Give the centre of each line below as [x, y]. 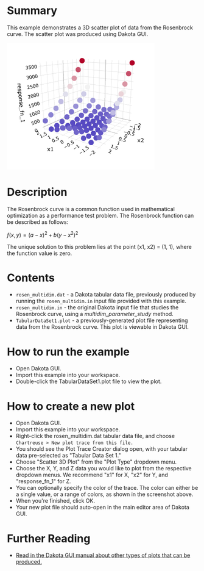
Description [37, 192]
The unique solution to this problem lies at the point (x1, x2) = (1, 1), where [100, 246]
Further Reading [49, 538]
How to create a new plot [71, 406]
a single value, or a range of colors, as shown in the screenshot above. [104, 494]
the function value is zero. [40, 253]
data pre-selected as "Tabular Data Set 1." [68, 456]
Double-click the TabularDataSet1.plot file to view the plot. [89, 381]
